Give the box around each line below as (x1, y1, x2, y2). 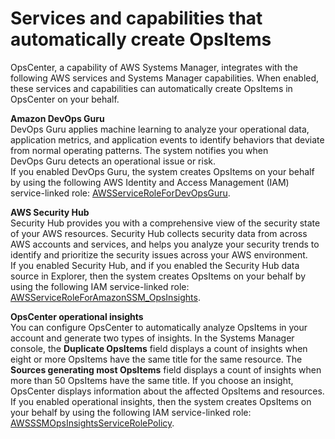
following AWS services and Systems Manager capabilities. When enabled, (10, 72, 320, 84)
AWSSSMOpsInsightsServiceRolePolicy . (10, 417, 175, 429)
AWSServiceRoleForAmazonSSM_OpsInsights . (10, 291, 201, 303)
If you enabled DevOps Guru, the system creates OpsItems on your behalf (10, 165, 315, 177)
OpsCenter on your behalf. (10, 93, 120, 105)
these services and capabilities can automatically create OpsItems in (10, 82, 293, 94)
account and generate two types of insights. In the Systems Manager (10, 332, 295, 344)
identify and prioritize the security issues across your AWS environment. (10, 248, 308, 261)
